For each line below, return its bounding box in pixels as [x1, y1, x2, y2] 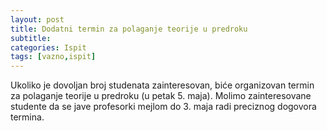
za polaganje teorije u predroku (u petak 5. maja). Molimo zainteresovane [10, 90, 312, 102]
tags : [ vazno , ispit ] [10, 52, 97, 62]
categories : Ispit [10, 42, 87, 53]
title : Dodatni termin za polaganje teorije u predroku [10, 24, 248, 34]
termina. [10, 111, 45, 123]
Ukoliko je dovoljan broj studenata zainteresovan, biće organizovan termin [10, 79, 315, 91]
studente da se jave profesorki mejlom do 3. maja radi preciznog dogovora [10, 101, 317, 113]
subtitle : [10, 33, 52, 43]
